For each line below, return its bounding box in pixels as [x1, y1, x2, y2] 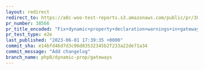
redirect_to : [5, 15, 39, 21]
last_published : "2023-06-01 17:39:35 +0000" [5, 37, 123, 43]
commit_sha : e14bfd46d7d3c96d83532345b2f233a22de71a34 [5, 43, 148, 49]
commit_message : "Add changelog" [5, 49, 91, 55]
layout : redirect [5, 9, 50, 15]
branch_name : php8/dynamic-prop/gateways [5, 54, 113, 60]
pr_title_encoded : [5, 26, 52, 32]
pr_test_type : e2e [5, 32, 52, 38]
